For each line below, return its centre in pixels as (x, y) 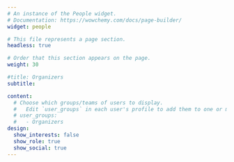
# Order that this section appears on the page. (79, 58)
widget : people (29, 26)
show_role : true (37, 141)
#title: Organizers (36, 77)
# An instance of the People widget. (62, 14)
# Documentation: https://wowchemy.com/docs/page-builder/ (95, 20)
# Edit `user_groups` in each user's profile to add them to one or (118, 109)
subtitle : (22, 83)
